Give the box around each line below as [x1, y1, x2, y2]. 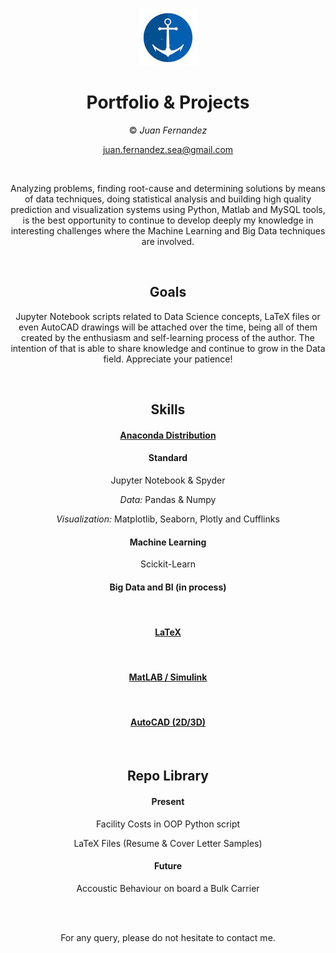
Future [153, 860, 182, 872]
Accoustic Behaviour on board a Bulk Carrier [76, 882, 260, 894]
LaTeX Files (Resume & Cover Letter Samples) [73, 837, 263, 849]
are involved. [141, 235, 195, 247]
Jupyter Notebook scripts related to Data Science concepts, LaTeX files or [15, 310, 321, 322]
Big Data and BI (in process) [109, 581, 227, 593]
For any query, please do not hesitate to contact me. [60, 931, 276, 943]
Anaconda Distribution [119, 429, 217, 441]
